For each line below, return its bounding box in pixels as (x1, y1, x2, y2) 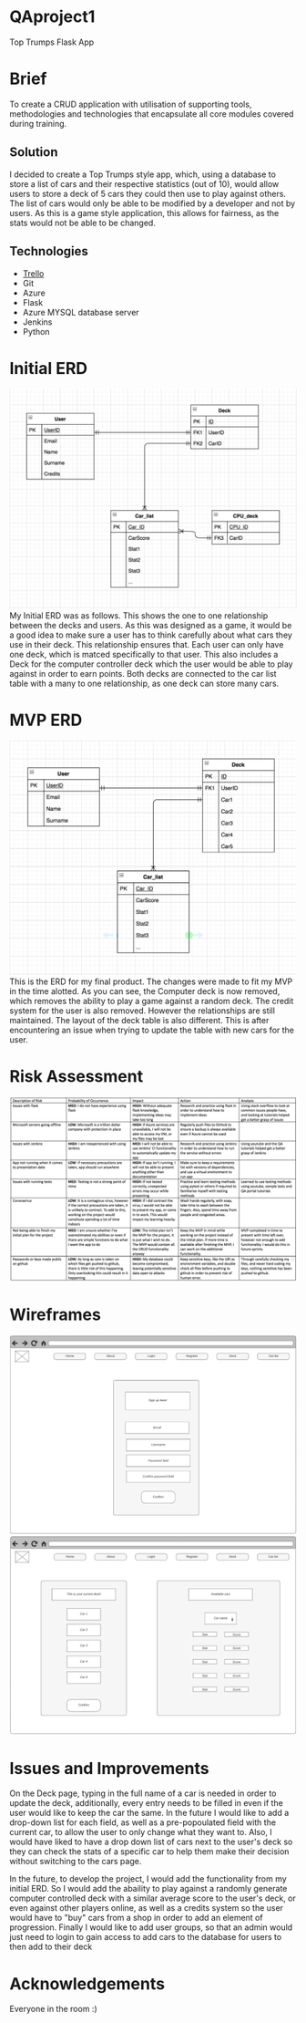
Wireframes (9, 1304, 102, 1325)
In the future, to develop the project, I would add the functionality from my (9, 1873, 287, 1884)
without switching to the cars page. (9, 1856, 142, 1867)
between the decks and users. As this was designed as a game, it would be (9, 620, 292, 631)
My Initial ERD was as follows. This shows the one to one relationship (9, 610, 269, 621)
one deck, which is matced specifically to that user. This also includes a (9, 649, 279, 660)
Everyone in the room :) (9, 2004, 97, 2015)
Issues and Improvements (9, 1758, 209, 1779)
